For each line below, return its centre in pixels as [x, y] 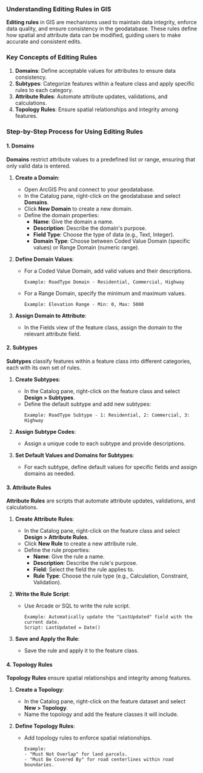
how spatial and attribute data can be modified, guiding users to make [94, 35]
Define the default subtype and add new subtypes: [88, 404]
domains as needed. [49, 473]
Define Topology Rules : [45, 726]
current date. [42, 623]
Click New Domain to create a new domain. [78, 209]
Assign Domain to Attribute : [51, 316]
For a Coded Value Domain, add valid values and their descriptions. [108, 271]
